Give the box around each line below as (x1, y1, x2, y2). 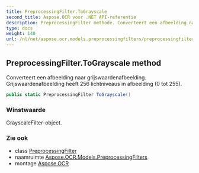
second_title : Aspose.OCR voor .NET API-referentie (6, 14, 136, 20)
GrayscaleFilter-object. (6, 119, 62, 126)
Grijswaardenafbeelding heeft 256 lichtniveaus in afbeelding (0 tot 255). (6, 80, 182, 87)
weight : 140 (6, 31, 36, 37)
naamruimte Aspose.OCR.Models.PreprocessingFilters (14, 153, 148, 161)
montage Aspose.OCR (14, 160, 69, 167)
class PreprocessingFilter (14, 148, 77, 155)
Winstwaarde (6, 105, 46, 114)
